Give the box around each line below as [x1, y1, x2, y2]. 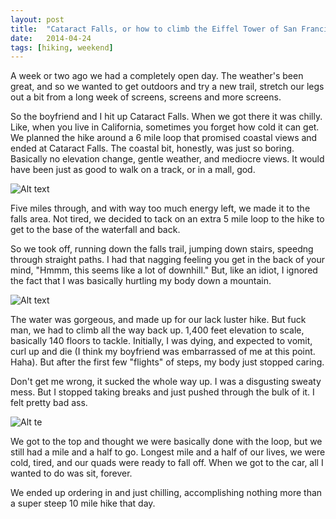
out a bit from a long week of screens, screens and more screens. [10, 91, 282, 103]
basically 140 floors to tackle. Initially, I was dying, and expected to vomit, [10, 335, 313, 347]
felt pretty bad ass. [10, 397, 88, 409]
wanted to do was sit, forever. [10, 467, 133, 480]
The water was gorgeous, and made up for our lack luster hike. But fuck [10, 314, 307, 326]
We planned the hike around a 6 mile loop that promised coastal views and [10, 132, 318, 144]
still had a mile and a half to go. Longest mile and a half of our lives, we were [10, 446, 326, 458]
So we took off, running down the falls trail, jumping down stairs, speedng [10, 243, 314, 255]
